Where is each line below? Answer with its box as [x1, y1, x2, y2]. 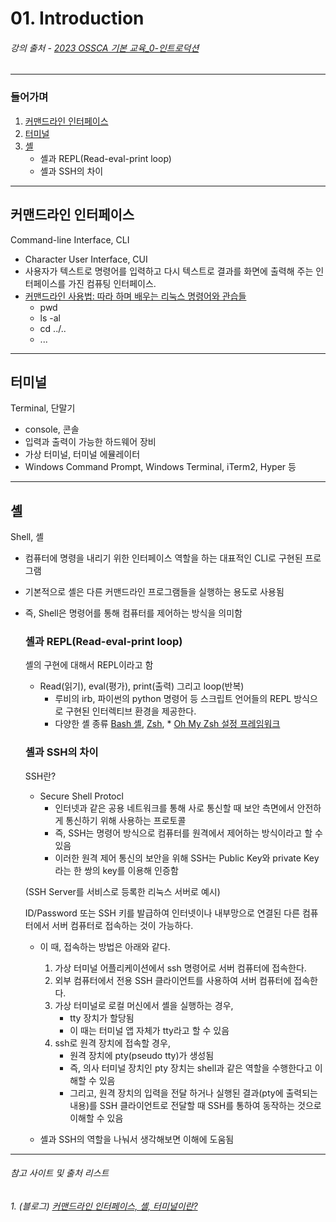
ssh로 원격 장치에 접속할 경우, [54, 1037, 171, 1049]
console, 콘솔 [24, 423, 80, 436]
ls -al [39, 312, 62, 324]
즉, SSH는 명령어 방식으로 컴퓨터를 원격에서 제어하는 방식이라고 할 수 [54, 827, 323, 839]
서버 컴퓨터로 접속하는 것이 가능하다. [51, 919, 194, 931]
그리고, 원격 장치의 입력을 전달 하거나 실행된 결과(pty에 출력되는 [69, 1087, 318, 1099]
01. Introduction [10, 7, 145, 30]
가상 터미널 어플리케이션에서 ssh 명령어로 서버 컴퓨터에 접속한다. [54, 962, 307, 974]
